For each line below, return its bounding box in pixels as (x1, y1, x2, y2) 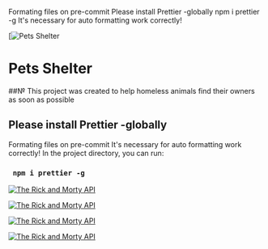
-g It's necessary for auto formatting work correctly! (8, 15, 182, 25)
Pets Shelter (8, 60, 93, 78)
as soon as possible (8, 95, 75, 104)
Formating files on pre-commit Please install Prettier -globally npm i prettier (8, 7, 261, 16)
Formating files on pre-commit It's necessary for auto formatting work (8, 139, 242, 149)
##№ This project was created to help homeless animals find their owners (8, 86, 255, 95)
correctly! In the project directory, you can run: (8, 148, 164, 158)
